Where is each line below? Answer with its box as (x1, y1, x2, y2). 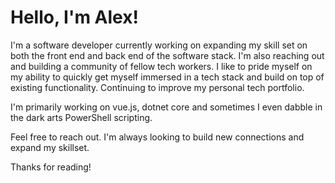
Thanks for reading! (10, 161, 92, 173)
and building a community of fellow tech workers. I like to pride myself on (10, 60, 313, 72)
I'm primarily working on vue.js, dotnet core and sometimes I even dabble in (10, 101, 323, 113)
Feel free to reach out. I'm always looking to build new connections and (10, 131, 305, 143)
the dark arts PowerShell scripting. (10, 111, 153, 123)
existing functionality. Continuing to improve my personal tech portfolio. (10, 81, 305, 93)
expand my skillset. (10, 141, 90, 153)
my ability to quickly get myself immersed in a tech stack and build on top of (10, 71, 325, 83)
